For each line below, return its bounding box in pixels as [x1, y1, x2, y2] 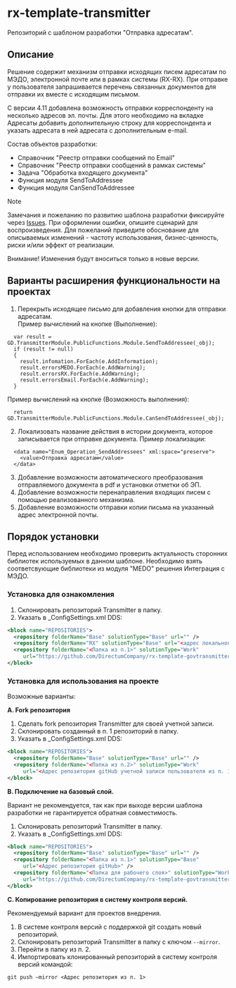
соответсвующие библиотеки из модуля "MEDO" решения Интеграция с [7, 564, 225, 573]
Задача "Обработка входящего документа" [17, 168, 148, 177]
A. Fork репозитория [7, 706, 71, 714]
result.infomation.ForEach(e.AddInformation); [20, 358, 159, 365]
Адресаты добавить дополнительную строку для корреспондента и [7, 118, 212, 127]
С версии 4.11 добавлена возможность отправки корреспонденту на [7, 104, 214, 112]
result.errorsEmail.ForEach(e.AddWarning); [20, 376, 150, 384]
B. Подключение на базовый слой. [7, 787, 114, 795]
